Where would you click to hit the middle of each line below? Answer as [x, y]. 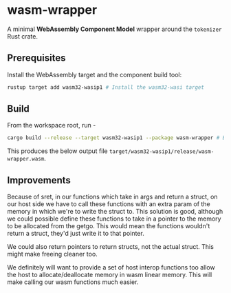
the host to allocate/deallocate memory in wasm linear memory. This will [110, 275]
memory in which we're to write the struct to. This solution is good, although [115, 212]
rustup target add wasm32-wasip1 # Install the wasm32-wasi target [106, 87]
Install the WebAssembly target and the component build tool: [95, 74]
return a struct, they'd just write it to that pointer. [76, 234]
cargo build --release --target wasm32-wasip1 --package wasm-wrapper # [113, 138]
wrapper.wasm [26, 159]
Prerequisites [36, 58]
